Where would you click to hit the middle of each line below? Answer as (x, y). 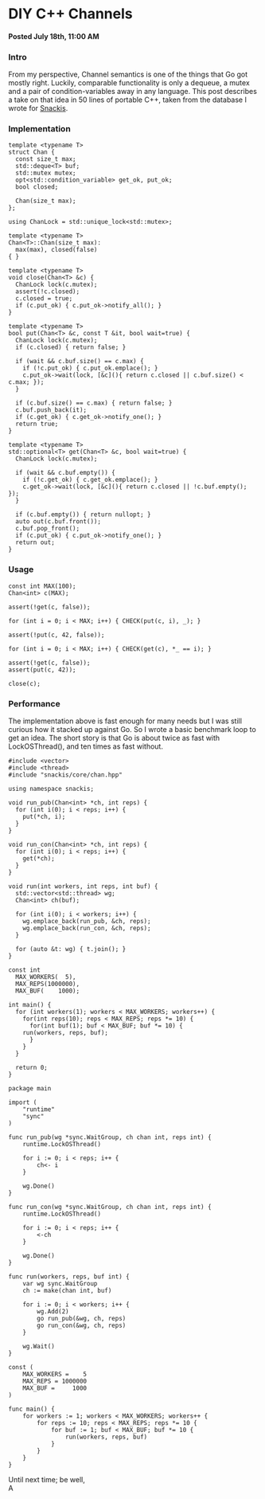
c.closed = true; (44, 299)
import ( (23, 1102)
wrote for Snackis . (38, 108)
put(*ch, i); (44, 816)
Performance (35, 703)
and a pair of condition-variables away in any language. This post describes (132, 92)
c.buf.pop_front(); (48, 529)
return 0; (31, 1067)
